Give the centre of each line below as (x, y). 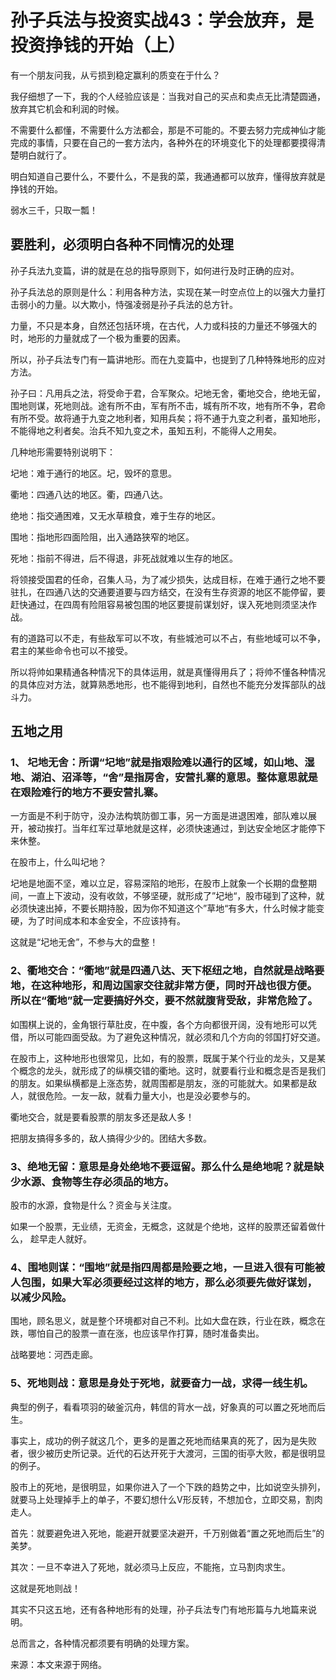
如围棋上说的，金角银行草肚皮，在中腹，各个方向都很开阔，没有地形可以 (159, 1024)
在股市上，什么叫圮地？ (58, 862)
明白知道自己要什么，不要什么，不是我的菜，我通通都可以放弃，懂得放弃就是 (168, 176)
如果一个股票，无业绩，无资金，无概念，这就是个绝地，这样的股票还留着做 (163, 1227)
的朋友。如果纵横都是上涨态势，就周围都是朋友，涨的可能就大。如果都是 (159, 1083)
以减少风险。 (41, 1297)
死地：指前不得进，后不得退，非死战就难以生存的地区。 (124, 558)
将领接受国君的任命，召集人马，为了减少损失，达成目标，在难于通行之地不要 (168, 579)
